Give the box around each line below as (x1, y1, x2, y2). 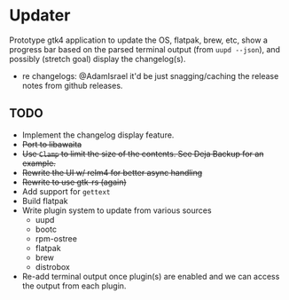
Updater (9, 5, 71, 26)
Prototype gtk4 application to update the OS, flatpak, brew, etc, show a (9, 35, 269, 45)
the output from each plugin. (21, 280, 127, 291)
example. (21, 157, 56, 169)
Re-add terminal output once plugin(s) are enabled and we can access (21, 271, 280, 281)
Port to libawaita (21, 138, 82, 149)
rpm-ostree (35, 233, 78, 244)
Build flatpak (21, 195, 68, 206)
